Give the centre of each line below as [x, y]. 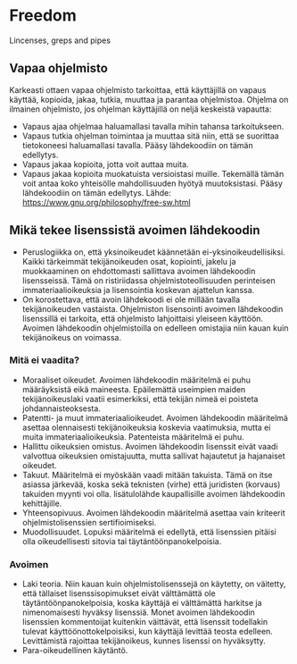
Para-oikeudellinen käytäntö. [75, 651]
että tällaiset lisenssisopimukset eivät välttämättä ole [119, 593]
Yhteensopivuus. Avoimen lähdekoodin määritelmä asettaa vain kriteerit [153, 513]
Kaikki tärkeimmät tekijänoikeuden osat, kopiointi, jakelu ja [129, 261]
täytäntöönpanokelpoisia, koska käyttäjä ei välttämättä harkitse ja [142, 603]
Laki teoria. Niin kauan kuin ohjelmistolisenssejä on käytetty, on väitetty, [154, 584]
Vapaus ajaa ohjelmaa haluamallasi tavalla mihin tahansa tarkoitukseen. [153, 126]
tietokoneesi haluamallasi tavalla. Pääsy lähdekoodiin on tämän [137, 145]
